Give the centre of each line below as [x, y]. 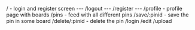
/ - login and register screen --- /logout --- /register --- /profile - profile [94, 9]
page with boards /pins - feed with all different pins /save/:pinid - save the [97, 15]
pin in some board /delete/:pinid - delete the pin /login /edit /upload [89, 21]
